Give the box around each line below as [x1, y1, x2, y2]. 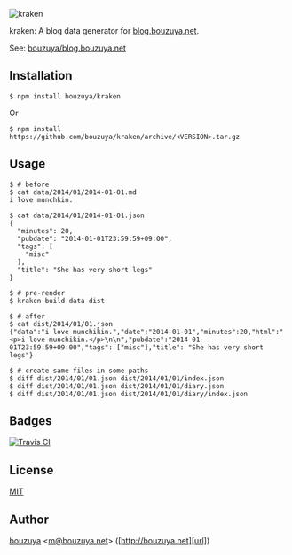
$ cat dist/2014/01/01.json [9, 319, 114, 328]
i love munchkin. [9, 195, 74, 204]
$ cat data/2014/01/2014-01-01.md [9, 187, 138, 197]
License [9, 462, 54, 478]
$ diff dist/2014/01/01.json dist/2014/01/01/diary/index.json [9, 389, 249, 398]
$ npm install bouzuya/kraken [9, 91, 122, 101]
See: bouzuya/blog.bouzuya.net [9, 43, 127, 53]
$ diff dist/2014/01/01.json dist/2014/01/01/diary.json [9, 381, 225, 390]
